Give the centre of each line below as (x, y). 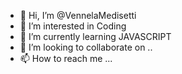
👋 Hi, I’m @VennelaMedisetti (78, 15)
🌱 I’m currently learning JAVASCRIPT (95, 36)
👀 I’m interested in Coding (73, 26)
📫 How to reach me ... (66, 58)
